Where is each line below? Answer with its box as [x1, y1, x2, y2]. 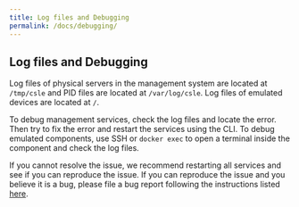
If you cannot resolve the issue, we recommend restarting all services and [9, 160, 282, 170]
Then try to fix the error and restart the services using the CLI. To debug [9, 124, 275, 135]
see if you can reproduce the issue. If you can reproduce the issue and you [9, 170, 286, 180]
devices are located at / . [9, 97, 100, 108]
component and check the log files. [9, 143, 140, 153]
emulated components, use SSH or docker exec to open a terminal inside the [9, 133, 290, 144]
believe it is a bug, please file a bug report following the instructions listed [9, 179, 281, 190]
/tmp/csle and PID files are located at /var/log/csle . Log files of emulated [9, 87, 283, 98]
